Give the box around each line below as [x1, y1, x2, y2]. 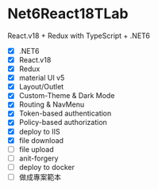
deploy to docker [18, 162, 75, 172]
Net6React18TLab [7, 5, 129, 23]
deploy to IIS [18, 127, 60, 136]
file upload [18, 144, 55, 154]
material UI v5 [18, 73, 65, 83]
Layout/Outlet [18, 82, 64, 92]
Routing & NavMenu [18, 100, 85, 109]
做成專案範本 [18, 172, 61, 182]
